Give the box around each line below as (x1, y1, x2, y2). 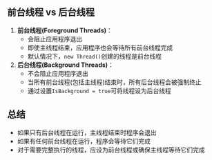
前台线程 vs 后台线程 (7, 6, 95, 19)
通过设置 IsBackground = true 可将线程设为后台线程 (27, 86, 171, 94)
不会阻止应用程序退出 (27, 69, 88, 77)
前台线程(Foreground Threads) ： (17, 26, 113, 34)
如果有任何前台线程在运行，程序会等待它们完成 (17, 137, 151, 145)
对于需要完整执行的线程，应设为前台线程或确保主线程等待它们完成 (17, 146, 205, 154)
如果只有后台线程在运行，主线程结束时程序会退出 (17, 128, 157, 137)
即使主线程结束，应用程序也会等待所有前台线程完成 (27, 43, 173, 52)
